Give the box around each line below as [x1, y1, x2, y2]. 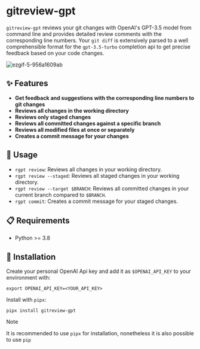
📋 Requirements [6, 216, 70, 226]
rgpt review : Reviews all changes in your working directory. [14, 166, 162, 173]
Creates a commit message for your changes [14, 132, 130, 139]
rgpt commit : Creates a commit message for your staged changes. [14, 198, 178, 205]
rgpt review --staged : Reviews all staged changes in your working [14, 172, 180, 179]
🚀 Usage [6, 150, 38, 160]
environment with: [6, 274, 51, 281]
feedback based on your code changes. [6, 49, 104, 56]
